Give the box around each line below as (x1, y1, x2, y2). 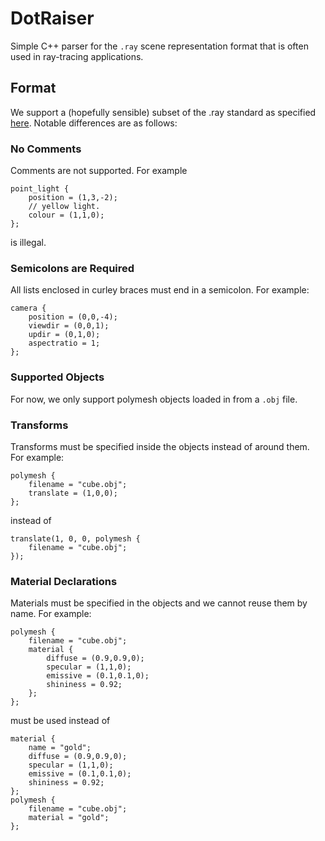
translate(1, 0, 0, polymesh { (10, 533, 141, 544)
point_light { (10, 184, 70, 194)
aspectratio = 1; (28, 338, 101, 349)
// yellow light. (28, 202, 101, 212)
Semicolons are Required (10, 261, 135, 275)
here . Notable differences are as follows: (10, 117, 178, 129)
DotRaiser (10, 7, 95, 30)
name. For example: (10, 608, 92, 620)
